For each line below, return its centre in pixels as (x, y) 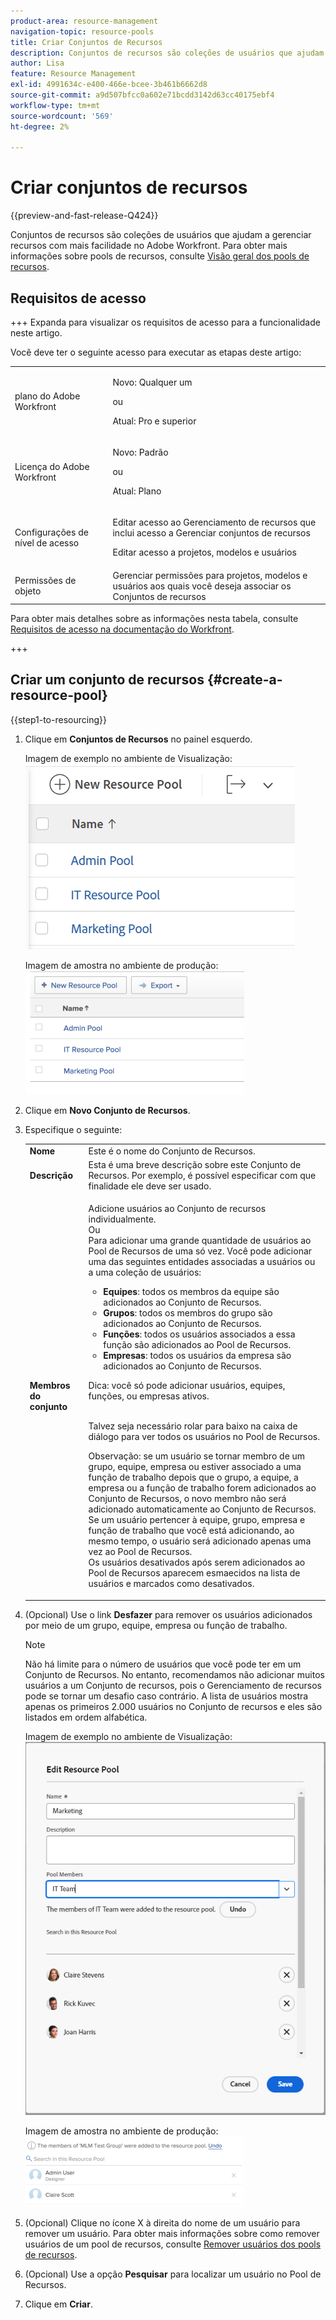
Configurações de (51, 532)
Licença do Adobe (52, 466)
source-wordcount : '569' (62, 116)
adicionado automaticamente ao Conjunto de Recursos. (202, 1509)
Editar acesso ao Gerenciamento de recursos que (214, 522)
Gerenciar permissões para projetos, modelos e (210, 575)
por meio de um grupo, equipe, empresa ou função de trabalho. (156, 1625)
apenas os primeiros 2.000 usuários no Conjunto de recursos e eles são (173, 1706)
